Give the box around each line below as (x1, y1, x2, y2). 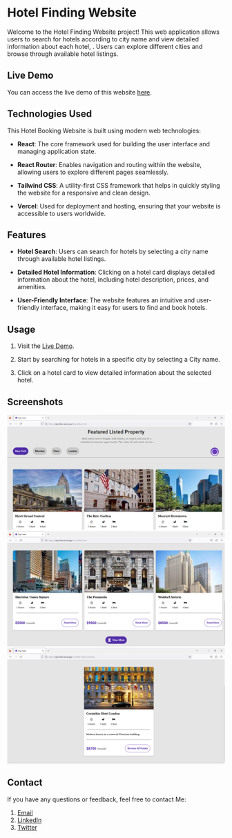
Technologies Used (7, 108, 92, 120)
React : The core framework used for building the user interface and (17, 139, 211, 148)
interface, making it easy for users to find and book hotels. (41, 304, 207, 312)
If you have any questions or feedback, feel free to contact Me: (7, 795, 186, 803)
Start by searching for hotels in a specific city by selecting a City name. (17, 355, 220, 364)
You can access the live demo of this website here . (7, 88, 152, 96)
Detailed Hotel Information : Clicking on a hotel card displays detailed (17, 268, 215, 277)
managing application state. (17, 147, 97, 155)
